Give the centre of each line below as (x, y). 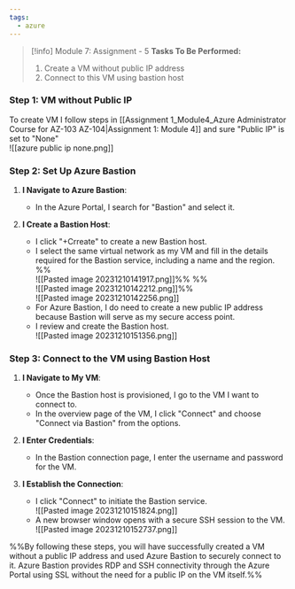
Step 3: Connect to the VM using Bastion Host (110, 359)
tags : (19, 17)
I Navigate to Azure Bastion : (74, 190)
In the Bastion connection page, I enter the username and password (159, 458)
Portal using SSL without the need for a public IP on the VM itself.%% (136, 575)
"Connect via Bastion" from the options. (108, 423)
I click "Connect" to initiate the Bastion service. (121, 501)
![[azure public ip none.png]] (62, 148)
